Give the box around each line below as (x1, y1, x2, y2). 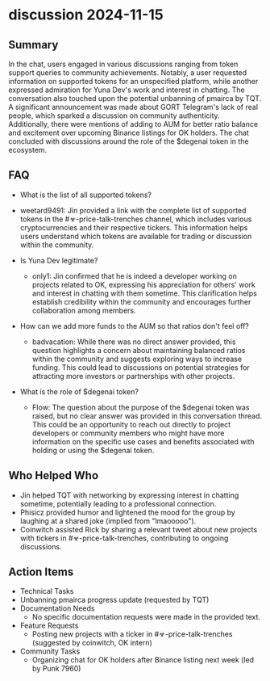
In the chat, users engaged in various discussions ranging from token (8, 59, 239, 69)
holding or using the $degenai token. (31, 445, 155, 455)
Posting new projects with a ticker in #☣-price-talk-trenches (31, 629, 233, 639)
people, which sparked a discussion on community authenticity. (8, 111, 220, 120)
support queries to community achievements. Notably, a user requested (8, 68, 247, 78)
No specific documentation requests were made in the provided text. (31, 612, 260, 622)
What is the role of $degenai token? (19, 386, 139, 397)
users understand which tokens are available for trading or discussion (19, 231, 252, 241)
